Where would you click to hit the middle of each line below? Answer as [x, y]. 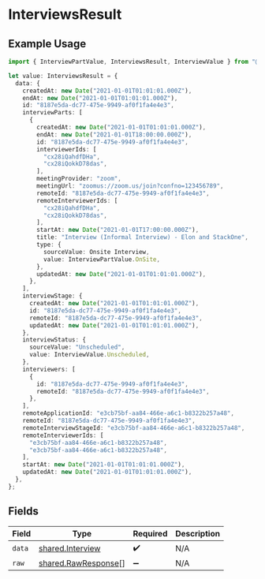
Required [150, 533]
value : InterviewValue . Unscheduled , [89, 355]
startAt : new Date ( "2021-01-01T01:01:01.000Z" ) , [104, 465]
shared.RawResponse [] [82, 563]
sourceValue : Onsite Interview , [96, 252]
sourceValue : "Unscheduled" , [77, 347]
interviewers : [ [49, 369]
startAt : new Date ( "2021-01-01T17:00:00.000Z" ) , [118, 230]
